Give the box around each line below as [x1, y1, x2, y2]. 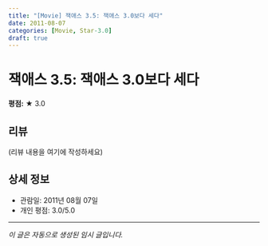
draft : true [8, 34, 48, 42]
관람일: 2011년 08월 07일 [19, 195, 98, 204]
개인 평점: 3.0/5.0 [19, 205, 76, 215]
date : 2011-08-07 [8, 19, 66, 27]
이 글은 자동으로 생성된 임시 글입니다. [8, 229, 124, 240]
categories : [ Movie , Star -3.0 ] [8, 26, 112, 34]
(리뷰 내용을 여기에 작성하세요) [8, 147, 104, 157]
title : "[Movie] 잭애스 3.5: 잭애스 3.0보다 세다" [8, 11, 164, 20]
